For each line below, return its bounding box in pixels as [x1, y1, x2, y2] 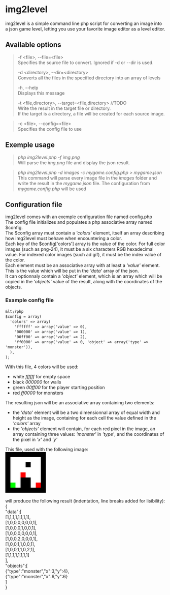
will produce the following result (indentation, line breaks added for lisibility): [5, 497, 165, 504]
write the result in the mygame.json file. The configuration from [17, 180, 150, 186]
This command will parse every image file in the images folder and [17, 174, 157, 181]
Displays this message [17, 90, 65, 96]
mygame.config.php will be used [17, 186, 86, 192]
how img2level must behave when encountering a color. [5, 235, 122, 242]
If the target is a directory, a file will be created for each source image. [17, 110, 165, 116]
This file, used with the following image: [5, 446, 89, 452]
